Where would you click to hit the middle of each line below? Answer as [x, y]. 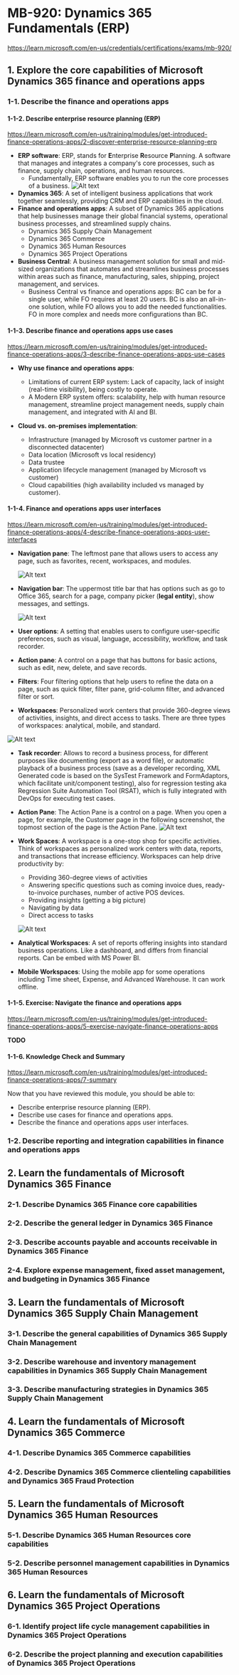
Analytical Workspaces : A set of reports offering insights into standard [122, 942]
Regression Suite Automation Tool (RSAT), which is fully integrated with [122, 790]
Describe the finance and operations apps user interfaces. [103, 1122]
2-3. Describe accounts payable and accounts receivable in [112, 1243]
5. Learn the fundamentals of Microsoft [96, 1504]
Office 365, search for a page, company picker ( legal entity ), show [116, 596]
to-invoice [43, 892]
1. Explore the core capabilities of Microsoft [105, 70]
